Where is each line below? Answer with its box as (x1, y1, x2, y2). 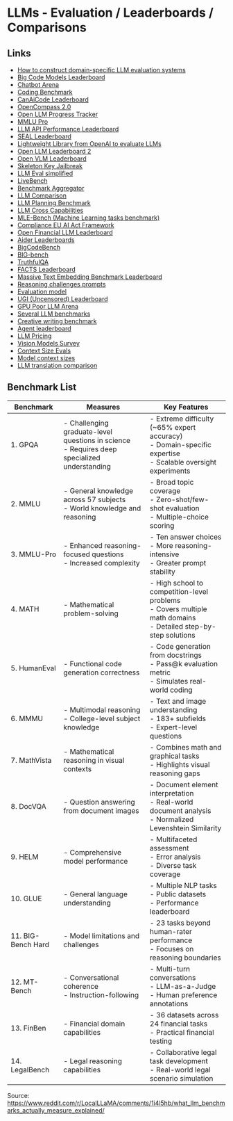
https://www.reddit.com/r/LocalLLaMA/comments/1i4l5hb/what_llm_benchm (7, 1099, 225, 1107)
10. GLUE (10, 894, 42, 903)
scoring (149, 520, 175, 530)
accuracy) (149, 431, 183, 441)
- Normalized (149, 814, 194, 824)
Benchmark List (7, 381, 77, 394)
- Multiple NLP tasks (149, 880, 217, 890)
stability (149, 567, 175, 576)
